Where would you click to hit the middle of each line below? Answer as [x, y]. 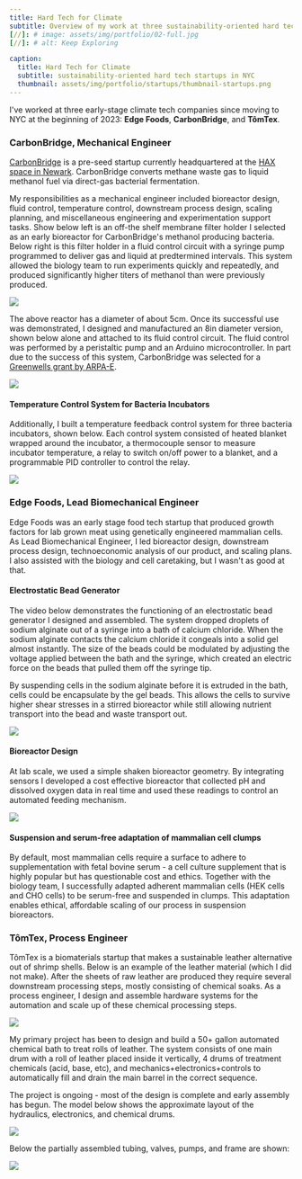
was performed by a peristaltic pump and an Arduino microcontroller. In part [150, 348]
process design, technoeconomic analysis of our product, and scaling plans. [151, 550]
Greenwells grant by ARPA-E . [63, 367]
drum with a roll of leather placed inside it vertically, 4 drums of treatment [145, 1058]
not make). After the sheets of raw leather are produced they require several [151, 977]
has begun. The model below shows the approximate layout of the [132, 1105]
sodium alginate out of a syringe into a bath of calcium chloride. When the [147, 630]
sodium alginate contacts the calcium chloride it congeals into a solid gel [144, 639]
